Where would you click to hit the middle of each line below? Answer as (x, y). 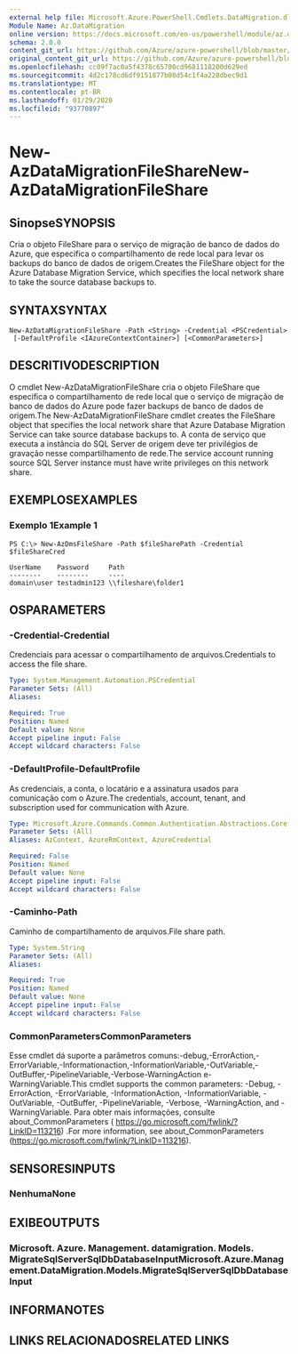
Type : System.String (47, 947)
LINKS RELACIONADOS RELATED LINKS (119, 1340)
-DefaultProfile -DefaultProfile (74, 769)
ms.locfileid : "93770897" (57, 109)
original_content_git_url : (59, 59)
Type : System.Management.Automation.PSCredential (103, 681)
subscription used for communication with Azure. (99, 807)
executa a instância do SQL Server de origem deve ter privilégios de (134, 443)
